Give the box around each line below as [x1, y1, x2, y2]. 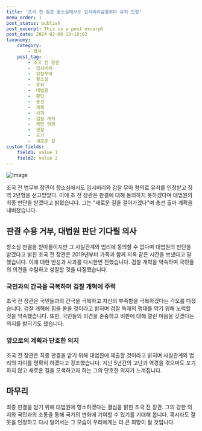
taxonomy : [6, 37, 31, 43]
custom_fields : [6, 143, 45, 150]
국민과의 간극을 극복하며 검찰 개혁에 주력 [6, 282, 116, 291]
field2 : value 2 [17, 155, 58, 161]
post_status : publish [6, 20, 61, 26]
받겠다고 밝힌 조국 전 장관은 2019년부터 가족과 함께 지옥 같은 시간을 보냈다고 [6, 251, 186, 258]
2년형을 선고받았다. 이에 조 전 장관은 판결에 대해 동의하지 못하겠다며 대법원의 [12, 192, 193, 199]
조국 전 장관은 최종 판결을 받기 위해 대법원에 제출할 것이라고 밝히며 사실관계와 [6, 351, 188, 358]
